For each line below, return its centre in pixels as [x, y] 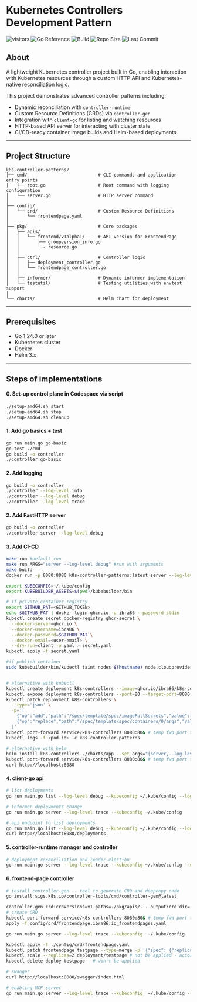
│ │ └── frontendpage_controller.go [56, 268]
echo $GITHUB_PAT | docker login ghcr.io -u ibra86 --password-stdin [93, 613]
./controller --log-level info [44, 491]
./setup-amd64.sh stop [34, 412]
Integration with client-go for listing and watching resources [88, 120]
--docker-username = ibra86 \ [46, 629]
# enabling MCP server [34, 988]
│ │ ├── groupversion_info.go [53, 242]
